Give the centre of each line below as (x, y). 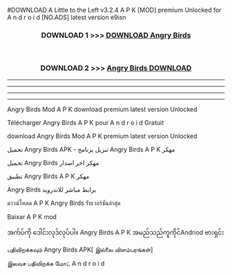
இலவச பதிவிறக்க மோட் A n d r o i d (56, 263)
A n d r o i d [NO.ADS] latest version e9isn (67, 17)
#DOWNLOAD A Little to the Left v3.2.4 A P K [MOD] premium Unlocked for (115, 10)
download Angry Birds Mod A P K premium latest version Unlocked (103, 136)
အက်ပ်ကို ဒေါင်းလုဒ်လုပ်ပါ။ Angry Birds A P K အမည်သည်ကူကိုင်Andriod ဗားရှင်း (116, 232)
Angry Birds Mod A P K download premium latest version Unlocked (103, 109)
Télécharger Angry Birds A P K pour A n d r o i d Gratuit (86, 122)
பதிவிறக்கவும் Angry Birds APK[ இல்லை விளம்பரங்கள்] (80, 249)
